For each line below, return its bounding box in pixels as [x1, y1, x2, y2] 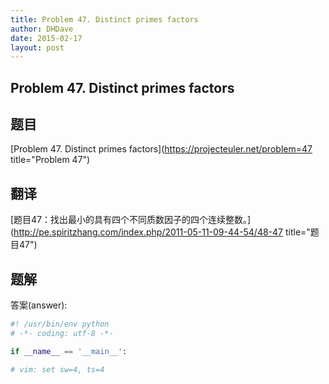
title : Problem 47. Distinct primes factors [10, 14, 199, 25]
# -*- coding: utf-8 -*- [10, 328, 114, 338]
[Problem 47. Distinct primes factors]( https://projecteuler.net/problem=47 [10, 143, 313, 155]
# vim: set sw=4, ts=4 [10, 364, 105, 375]
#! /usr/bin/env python [10, 319, 110, 330]
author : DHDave [10, 24, 74, 34]
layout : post [10, 42, 65, 53]
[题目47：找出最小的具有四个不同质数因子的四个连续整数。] [10, 214, 252, 226]
